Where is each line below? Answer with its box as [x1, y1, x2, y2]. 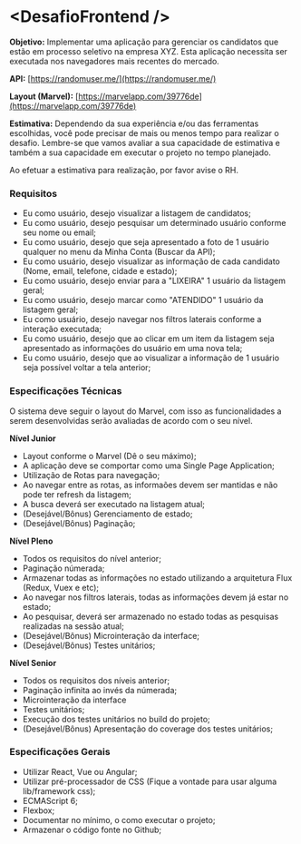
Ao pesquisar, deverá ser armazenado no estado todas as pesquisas [22, 611, 279, 622]
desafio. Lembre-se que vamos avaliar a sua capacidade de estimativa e [9, 137, 281, 148]
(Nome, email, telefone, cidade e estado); [22, 266, 178, 277]
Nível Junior [9, 433, 56, 444]
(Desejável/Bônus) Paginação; [22, 517, 136, 528]
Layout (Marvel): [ [9, 91, 79, 102]
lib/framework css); [22, 785, 96, 796]
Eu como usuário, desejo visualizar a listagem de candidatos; [22, 208, 251, 219]
